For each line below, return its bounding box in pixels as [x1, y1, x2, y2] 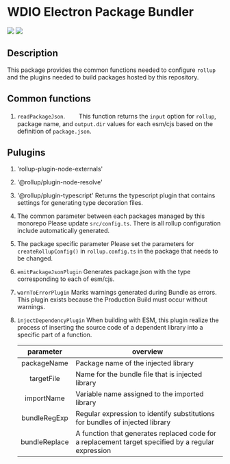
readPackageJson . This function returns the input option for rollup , [16, 112, 217, 120]
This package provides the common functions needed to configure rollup [7, 66, 216, 74]
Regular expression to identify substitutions [75, 409, 215, 419]
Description [7, 47, 58, 59]
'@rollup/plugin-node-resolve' [16, 178, 103, 186]
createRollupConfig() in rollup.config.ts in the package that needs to [16, 247, 218, 256]
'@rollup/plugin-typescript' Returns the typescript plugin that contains [16, 191, 216, 199]
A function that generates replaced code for [75, 429, 217, 439]
